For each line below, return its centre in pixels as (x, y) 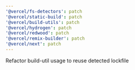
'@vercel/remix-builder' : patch (45, 38)
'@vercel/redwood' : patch (37, 33)
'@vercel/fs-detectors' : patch (44, 11)
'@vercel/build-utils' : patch (43, 22)
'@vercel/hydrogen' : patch (39, 28)
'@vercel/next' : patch (33, 44)
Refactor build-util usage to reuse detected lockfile (67, 60)
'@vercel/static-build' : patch (44, 17)
